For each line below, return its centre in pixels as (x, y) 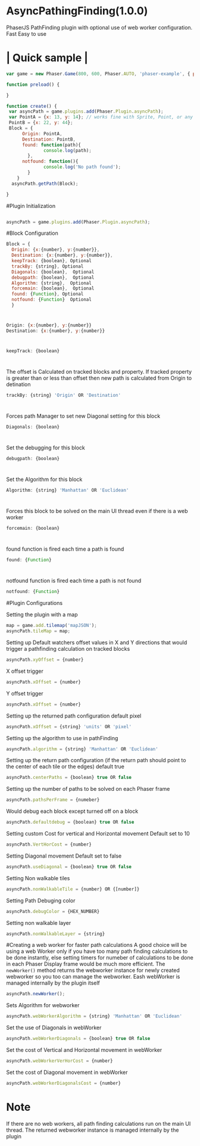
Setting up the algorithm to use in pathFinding (62, 738)
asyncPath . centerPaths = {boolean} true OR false (69, 778)
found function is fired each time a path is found (65, 549)
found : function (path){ (51, 145)
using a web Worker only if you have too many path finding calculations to (97, 951)
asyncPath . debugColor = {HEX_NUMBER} (53, 911)
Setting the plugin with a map (42, 614)
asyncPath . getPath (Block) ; (45, 184)
